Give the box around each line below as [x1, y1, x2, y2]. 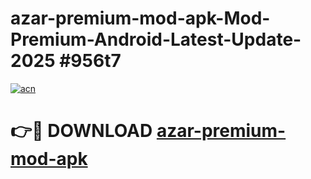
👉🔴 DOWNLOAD [10, 120, 153, 142]
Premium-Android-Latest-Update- [10, 28, 302, 51]
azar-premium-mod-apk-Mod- [10, 7, 271, 30]
